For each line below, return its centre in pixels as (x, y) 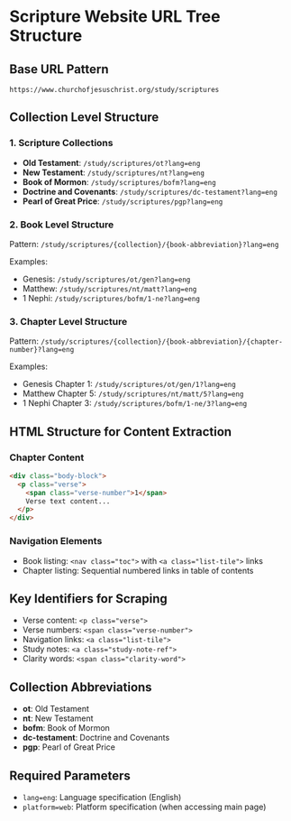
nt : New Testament (58, 718)
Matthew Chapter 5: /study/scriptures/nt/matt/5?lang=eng (133, 393)
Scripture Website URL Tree (115, 17)
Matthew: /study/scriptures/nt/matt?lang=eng (109, 288)
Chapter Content (47, 457)
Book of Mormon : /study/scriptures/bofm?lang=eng (119, 181)
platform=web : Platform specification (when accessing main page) (144, 807)
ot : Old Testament (56, 709)
